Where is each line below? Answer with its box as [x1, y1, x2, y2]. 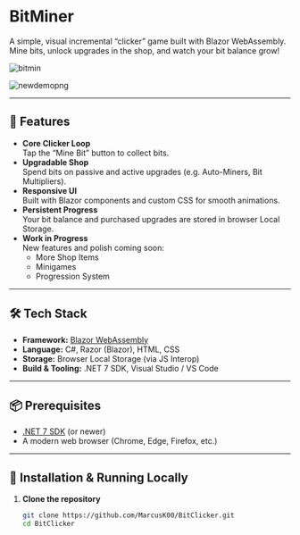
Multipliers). [21, 176, 67, 187]
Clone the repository [21, 494, 101, 505]
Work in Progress [21, 232, 88, 243]
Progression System [35, 271, 110, 281]
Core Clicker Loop [21, 138, 91, 148]
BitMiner [9, 6, 74, 27]
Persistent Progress [21, 204, 98, 215]
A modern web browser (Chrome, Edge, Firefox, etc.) [21, 436, 218, 447]
